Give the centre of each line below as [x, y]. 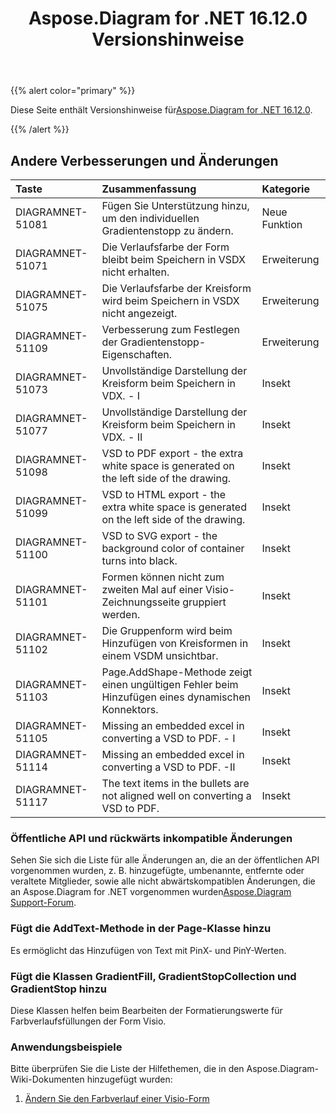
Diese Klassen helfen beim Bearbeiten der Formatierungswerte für [146, 1010]
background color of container [173, 548]
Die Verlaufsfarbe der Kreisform [176, 288]
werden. [121, 614]
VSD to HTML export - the [164, 494]
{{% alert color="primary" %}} [73, 91]
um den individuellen [150, 218]
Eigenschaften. [137, 354]
